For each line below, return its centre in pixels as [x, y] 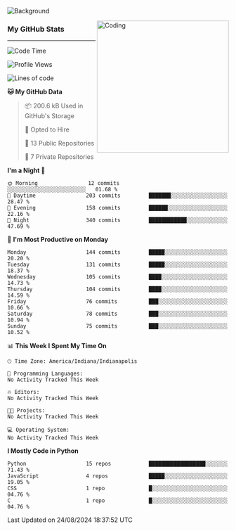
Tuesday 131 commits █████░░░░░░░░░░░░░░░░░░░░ [118, 265]
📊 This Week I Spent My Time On [57, 346]
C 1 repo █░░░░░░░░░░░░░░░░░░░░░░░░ [118, 501]
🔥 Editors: [24, 392]
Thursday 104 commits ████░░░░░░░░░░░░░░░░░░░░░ [118, 289]
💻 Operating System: [39, 430]
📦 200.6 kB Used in [54, 106]
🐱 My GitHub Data [35, 92]
